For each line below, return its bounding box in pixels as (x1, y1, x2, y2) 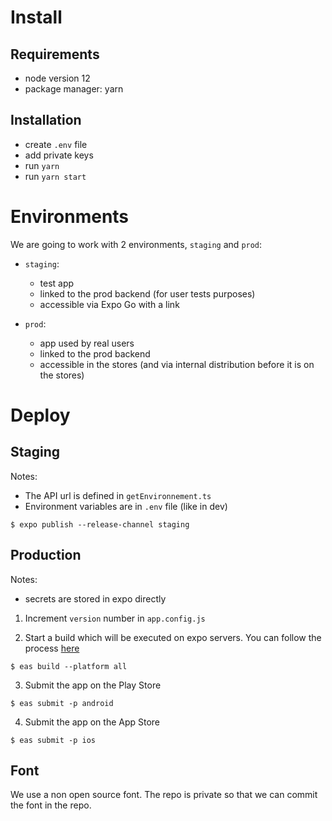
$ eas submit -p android (10, 698, 114, 708)
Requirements (10, 46, 100, 63)
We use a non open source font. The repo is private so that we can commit (10, 789, 318, 801)
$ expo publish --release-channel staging (10, 519, 190, 530)
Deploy (10, 404, 71, 426)
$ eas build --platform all (10, 661, 128, 671)
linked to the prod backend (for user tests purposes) (39, 287, 256, 300)
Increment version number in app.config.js (24, 612, 206, 624)
